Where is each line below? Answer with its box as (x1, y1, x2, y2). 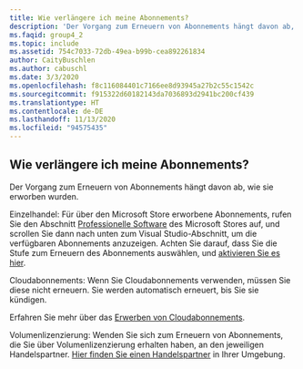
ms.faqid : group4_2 (9, 30, 84, 39)
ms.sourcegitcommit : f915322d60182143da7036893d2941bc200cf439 (9, 89, 255, 98)
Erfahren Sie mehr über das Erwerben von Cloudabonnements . (9, 312, 246, 323)
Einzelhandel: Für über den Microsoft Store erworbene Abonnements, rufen (9, 209, 292, 220)
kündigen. (9, 293, 47, 305)
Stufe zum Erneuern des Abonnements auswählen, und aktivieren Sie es (9, 247, 280, 258)
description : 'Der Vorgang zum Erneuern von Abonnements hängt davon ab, (9, 22, 296, 31)
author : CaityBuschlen (9, 56, 96, 65)
